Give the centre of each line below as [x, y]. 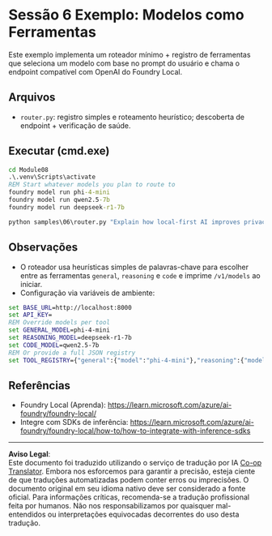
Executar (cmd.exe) [59, 151]
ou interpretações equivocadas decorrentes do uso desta [143, 515]
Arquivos [32, 98]
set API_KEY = [30, 315]
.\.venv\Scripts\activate [52, 177]
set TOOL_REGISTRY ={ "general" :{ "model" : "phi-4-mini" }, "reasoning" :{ [126, 360]
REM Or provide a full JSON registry [72, 353]
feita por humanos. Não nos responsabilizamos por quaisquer [111, 506]
